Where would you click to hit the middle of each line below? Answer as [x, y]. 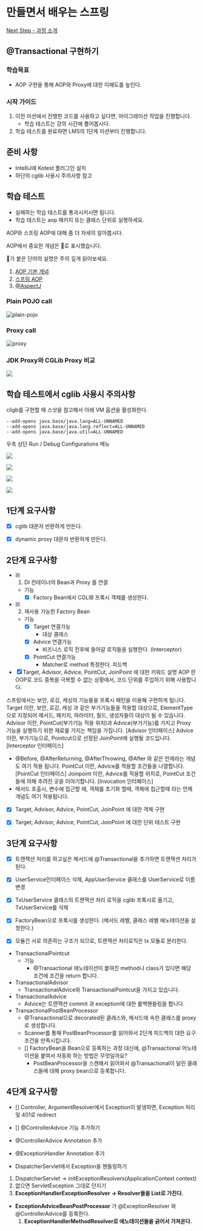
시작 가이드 [22, 102]
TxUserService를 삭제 [42, 908]
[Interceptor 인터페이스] [35, 746]
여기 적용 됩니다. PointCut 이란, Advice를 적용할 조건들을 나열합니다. [103, 766]
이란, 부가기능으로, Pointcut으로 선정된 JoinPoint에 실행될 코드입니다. [89, 738]
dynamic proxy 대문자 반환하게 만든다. [61, 539]
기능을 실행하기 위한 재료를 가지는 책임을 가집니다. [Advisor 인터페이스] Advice [100, 731]
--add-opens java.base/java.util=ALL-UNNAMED [65, 432]
